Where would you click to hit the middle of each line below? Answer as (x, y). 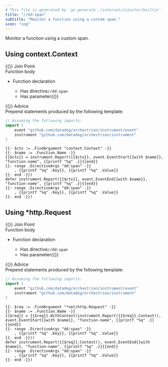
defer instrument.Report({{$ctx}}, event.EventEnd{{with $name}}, (76, 179)
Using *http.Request (38, 212)
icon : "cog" (18, 24)
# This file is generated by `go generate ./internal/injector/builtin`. (85, 10)
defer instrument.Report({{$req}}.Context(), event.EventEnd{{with (78, 342)
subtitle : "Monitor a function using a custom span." (63, 19)
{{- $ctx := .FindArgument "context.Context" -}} (59, 149)
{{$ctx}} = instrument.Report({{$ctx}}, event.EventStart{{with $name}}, (85, 157)
